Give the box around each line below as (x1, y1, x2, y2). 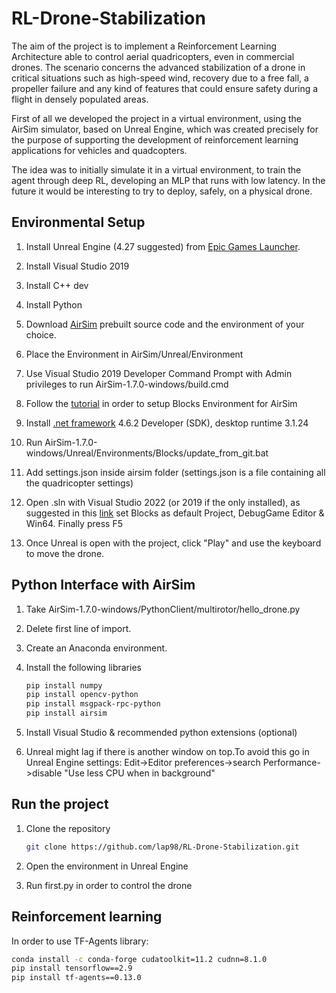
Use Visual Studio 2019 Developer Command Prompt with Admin (25, 367, 293, 379)
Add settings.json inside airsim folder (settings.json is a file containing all (25, 466, 326, 478)
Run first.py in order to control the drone (25, 879, 193, 891)
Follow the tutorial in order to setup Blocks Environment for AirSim (25, 397, 298, 409)
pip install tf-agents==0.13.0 (11, 973, 142, 983)
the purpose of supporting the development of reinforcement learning (11, 133, 299, 146)
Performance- (262, 757, 321, 769)
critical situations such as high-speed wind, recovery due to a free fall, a (11, 72, 309, 84)
